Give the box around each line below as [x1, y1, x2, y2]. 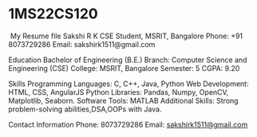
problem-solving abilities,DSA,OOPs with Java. [8, 104, 162, 114]
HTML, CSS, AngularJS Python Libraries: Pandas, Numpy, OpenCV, [8, 87, 229, 96]
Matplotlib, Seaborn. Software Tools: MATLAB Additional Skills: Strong [8, 96, 239, 105]
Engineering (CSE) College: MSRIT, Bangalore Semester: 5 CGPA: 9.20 [8, 63, 240, 72]
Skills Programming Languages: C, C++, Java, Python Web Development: [8, 79, 249, 88]
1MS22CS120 [8, 5, 98, 23]
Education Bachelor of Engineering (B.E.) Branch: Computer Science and [8, 55, 247, 65]
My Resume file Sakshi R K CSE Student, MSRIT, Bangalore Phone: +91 [10, 31, 243, 41]
